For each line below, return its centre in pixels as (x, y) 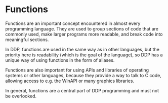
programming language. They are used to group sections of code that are (82, 28)
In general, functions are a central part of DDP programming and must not (82, 90)
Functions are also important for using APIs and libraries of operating (77, 70)
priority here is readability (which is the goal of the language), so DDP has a (84, 55)
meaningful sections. (27, 40)
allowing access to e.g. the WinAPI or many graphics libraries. (70, 81)
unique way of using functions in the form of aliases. (60, 60)
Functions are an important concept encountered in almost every (73, 23)
